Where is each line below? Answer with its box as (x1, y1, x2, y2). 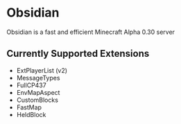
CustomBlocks (16, 96, 58, 104)
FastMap (16, 103, 42, 112)
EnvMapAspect (16, 88, 60, 96)
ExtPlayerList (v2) (16, 66, 67, 74)
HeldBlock (16, 110, 46, 118)
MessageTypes (16, 73, 60, 82)
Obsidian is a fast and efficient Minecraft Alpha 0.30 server (6, 28, 175, 36)
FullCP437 (16, 81, 46, 89)
